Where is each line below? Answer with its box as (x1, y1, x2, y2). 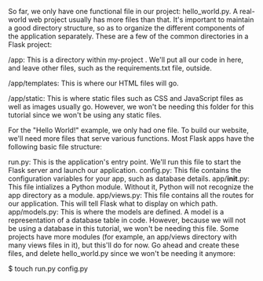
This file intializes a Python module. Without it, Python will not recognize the (8, 182, 254, 191)
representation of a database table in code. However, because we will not (8, 215, 246, 225)
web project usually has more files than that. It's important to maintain (27, 15, 254, 24)
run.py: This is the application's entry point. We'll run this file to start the (8, 157, 242, 167)
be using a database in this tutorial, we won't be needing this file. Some (8, 224, 239, 233)
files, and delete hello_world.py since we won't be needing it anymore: (8, 249, 236, 258)
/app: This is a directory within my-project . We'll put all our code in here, (8, 55, 244, 64)
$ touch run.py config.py (8, 264, 89, 273)
